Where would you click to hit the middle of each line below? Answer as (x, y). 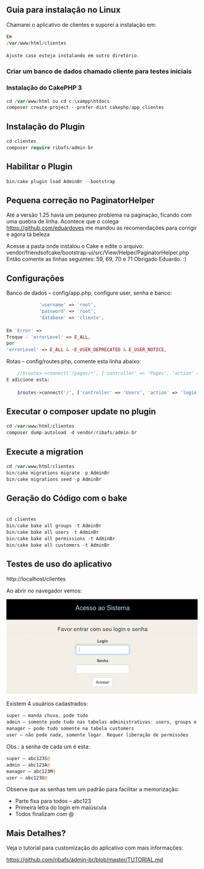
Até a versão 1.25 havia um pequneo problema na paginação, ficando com (99, 215)
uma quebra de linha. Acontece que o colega (63, 222)
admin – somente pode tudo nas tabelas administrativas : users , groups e (102, 722)
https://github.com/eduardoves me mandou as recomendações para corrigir (102, 228)
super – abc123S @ (28, 758)
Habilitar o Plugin (39, 167)
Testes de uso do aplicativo (59, 564)
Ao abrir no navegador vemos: (44, 590)
